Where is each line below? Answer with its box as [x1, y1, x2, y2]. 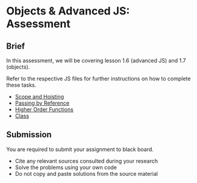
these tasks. [6, 81, 37, 88]
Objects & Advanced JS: [6, 4, 130, 18]
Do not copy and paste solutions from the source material [14, 170, 158, 177]
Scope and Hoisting [14, 93, 64, 100]
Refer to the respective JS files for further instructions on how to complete [6, 75, 191, 82]
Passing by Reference [14, 99, 70, 107]
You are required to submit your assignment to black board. [6, 146, 154, 153]
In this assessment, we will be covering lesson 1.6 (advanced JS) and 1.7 [6, 57, 186, 64]
